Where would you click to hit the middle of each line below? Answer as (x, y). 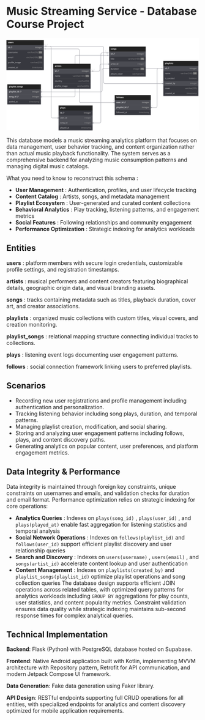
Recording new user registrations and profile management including (101, 400)
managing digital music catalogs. (48, 166)
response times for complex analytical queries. (74, 615)
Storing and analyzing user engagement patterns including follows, (100, 433)
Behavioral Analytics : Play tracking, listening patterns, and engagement (107, 210)
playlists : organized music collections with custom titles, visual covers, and (102, 318)
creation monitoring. (32, 324)
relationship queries (40, 550)
